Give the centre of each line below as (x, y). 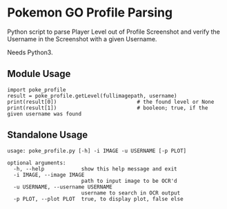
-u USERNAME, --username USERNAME (63, 187)
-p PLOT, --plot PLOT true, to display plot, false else (99, 199)
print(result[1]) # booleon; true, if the (108, 108)
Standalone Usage (48, 135)
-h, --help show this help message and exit (95, 169)
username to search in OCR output (131, 193)
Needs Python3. (30, 52)
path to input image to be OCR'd (129, 181)
